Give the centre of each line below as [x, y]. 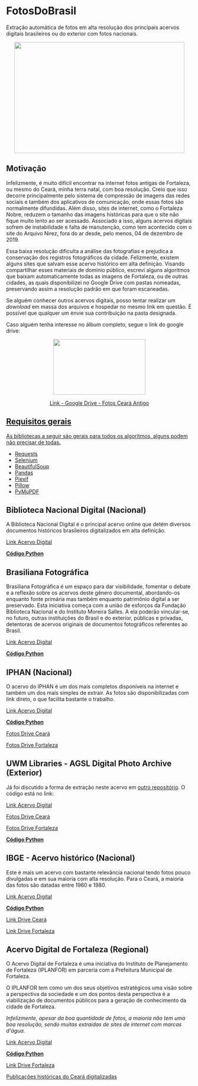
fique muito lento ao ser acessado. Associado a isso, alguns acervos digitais [99, 221]
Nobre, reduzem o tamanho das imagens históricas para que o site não [92, 214]
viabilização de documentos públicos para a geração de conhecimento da [96, 1001]
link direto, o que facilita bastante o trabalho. [61, 699]
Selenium [26, 460]
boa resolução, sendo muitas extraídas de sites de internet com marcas [94, 1024]
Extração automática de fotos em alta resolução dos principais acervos [93, 27]
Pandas [24, 472]
